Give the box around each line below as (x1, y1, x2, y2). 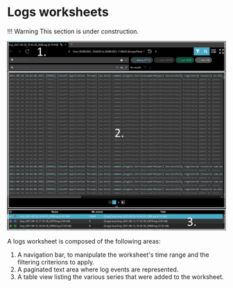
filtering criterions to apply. (17, 258, 95, 266)
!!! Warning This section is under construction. (7, 27, 139, 35)
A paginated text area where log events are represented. (17, 265, 179, 274)
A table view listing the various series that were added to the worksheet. (17, 273, 224, 281)
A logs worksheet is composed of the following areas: (7, 237, 161, 246)
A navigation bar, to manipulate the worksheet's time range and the (17, 251, 209, 259)
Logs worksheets (7, 4, 109, 20)
